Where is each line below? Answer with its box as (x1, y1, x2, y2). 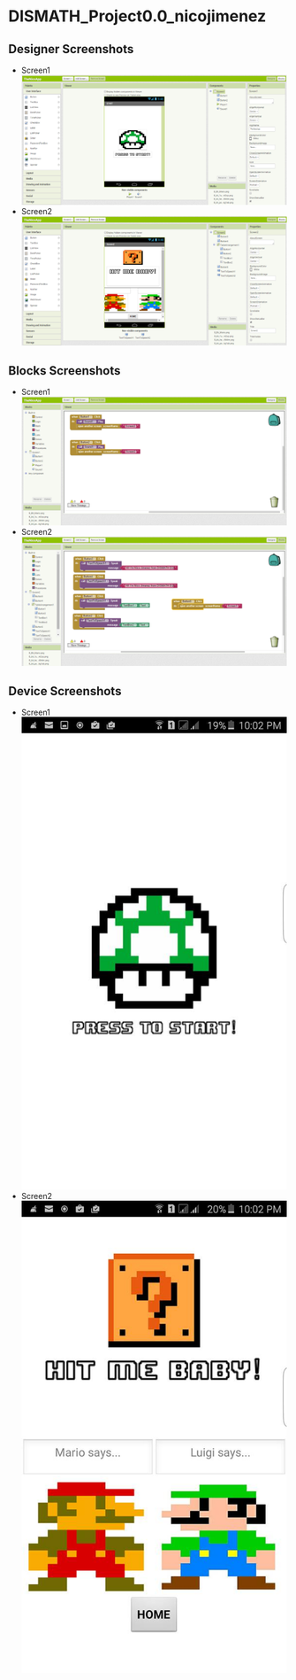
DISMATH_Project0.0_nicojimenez (8, 6, 267, 27)
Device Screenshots (8, 684, 122, 699)
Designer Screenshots (8, 42, 134, 57)
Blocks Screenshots (8, 363, 121, 378)
